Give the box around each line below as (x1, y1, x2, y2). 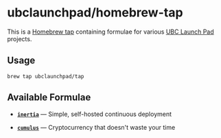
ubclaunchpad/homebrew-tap (7, 5, 183, 21)
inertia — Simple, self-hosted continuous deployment (16, 110, 172, 118)
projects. (7, 34, 32, 43)
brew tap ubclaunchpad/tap (7, 73, 84, 80)
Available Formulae (7, 91, 91, 104)
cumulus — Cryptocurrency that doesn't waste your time (16, 123, 176, 131)
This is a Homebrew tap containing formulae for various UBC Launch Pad (7, 27, 214, 36)
